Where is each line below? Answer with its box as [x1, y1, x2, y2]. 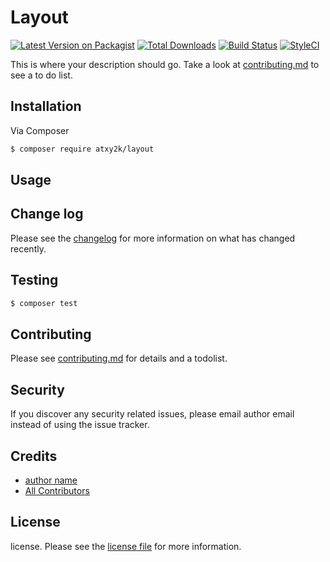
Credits [10, 447, 58, 465]
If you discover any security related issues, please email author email [10, 408, 295, 420]
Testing [10, 272, 59, 289]
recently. [10, 242, 47, 255]
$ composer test [10, 298, 78, 308]
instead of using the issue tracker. [10, 419, 150, 431]
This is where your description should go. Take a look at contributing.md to [10, 58, 320, 70]
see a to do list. [10, 69, 73, 81]
